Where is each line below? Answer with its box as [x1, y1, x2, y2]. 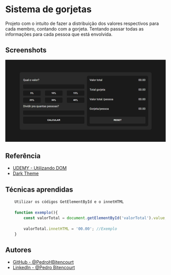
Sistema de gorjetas [5, 4, 92, 15]
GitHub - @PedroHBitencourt [12, 259, 74, 265]
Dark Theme [12, 170, 39, 176]
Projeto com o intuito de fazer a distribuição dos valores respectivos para [5, 20, 159, 26]
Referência [5, 151, 41, 161]
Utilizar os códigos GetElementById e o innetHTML [14, 199, 124, 204]
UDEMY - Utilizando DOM [12, 165, 67, 171]
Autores [5, 246, 32, 254]
